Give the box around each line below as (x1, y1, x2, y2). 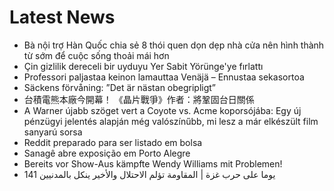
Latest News (9, 6, 116, 29)
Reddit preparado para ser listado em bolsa (23, 136, 203, 148)
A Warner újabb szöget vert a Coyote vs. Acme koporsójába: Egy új (23, 104, 302, 116)
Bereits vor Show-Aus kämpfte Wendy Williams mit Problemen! (23, 157, 283, 170)
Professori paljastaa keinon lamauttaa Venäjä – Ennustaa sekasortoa (23, 71, 305, 83)
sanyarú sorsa (23, 126, 83, 138)
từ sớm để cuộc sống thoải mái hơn (23, 49, 170, 61)
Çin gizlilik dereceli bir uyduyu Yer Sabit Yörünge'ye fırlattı (23, 60, 264, 72)
